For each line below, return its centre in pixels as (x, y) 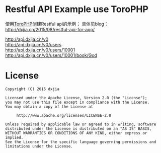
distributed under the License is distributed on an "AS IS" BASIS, (78, 129)
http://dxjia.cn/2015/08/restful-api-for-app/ (50, 29)
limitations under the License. (39, 146)
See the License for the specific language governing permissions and (81, 142)
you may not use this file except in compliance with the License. (77, 102)
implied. (14, 137)
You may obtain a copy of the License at (49, 107)
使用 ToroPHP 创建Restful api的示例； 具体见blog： (57, 24)
